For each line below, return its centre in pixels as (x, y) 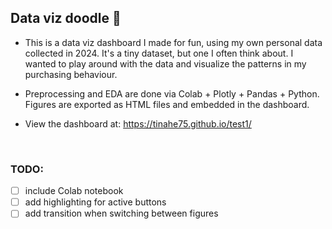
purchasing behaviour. (71, 74)
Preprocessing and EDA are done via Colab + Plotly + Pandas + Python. (172, 93)
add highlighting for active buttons (95, 202)
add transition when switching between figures (121, 213)
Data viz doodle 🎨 (66, 18)
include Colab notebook (74, 191)
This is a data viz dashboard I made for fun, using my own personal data (173, 42)
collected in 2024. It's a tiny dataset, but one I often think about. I (159, 53)
